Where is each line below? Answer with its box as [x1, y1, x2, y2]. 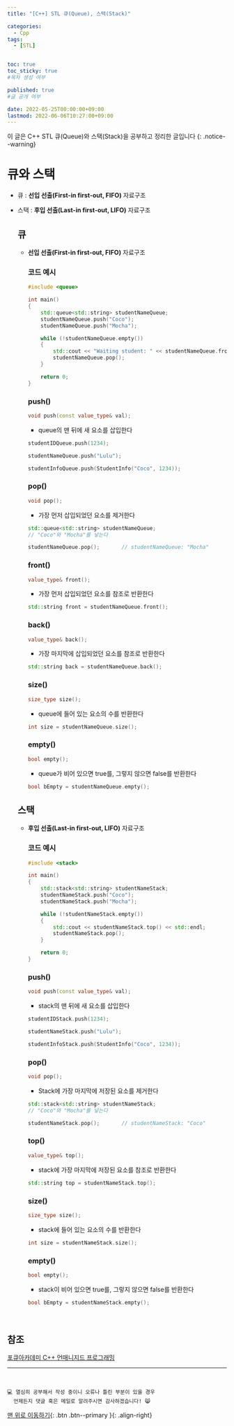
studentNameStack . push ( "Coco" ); [40, 892, 134, 899]
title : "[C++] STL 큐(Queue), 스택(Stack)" [7, 10, 131, 17]
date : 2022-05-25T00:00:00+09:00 [7, 105, 104, 112]
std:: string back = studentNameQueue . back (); [27, 663, 162, 670]
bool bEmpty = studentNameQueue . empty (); [27, 783, 150, 790]
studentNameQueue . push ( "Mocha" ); [40, 322, 138, 329]
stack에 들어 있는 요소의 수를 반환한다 [38, 1225, 141, 1233]
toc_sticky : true [7, 68, 58, 75]
